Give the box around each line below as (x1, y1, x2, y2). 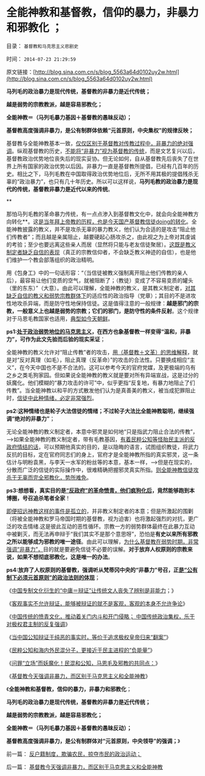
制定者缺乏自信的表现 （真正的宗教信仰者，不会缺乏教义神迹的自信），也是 (6, 248, 191, 255)
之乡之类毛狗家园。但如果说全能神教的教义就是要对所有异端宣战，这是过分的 (6, 371, 199, 379)
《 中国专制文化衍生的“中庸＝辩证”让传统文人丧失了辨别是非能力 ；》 (6, 587, 177, 594)
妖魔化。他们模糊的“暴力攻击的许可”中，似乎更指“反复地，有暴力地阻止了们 (6, 379, 195, 386)
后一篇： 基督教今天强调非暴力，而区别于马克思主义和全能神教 (6, 763, 163, 771)
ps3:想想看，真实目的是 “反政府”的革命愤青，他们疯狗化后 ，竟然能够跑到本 (6, 486, 195, 494)
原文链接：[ (6, 68, 35, 75)
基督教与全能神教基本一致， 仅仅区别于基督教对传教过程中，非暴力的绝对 (6, 139, 188, 147)
